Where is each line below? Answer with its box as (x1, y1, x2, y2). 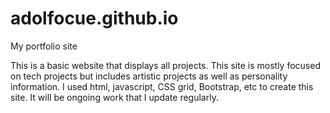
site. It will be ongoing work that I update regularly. (10, 91, 219, 103)
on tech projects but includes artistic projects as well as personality (10, 70, 288, 82)
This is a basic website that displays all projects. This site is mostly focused (10, 59, 321, 71)
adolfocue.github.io (10, 7, 179, 30)
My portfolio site (10, 40, 78, 52)
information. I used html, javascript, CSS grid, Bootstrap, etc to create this (10, 80, 314, 92)
